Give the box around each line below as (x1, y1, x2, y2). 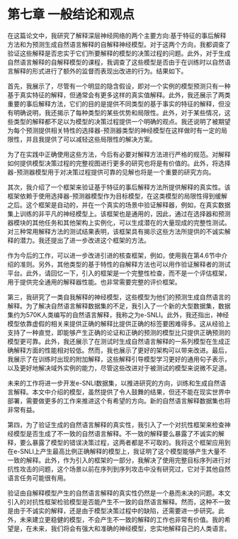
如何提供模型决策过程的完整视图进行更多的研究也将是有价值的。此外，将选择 (7, 159, 231, 167)
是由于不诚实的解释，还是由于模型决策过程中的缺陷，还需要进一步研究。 (7, 506, 218, 515)
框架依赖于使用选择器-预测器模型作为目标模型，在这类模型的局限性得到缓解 (7, 191, 228, 200)
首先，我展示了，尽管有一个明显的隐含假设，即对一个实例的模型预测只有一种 (7, 82, 231, 90)
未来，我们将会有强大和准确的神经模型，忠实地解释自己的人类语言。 (31, 524, 231, 533)
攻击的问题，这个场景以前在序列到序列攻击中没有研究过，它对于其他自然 (19, 465, 231, 473)
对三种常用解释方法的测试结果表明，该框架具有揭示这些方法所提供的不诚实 (7, 227, 225, 235)
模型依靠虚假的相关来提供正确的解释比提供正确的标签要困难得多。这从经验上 (7, 319, 231, 328)
